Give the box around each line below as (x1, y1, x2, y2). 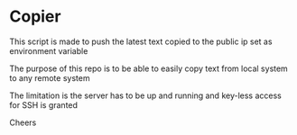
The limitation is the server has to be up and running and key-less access (9, 90, 282, 101)
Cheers (9, 117, 37, 128)
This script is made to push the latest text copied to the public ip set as (9, 36, 273, 47)
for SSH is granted (9, 99, 79, 110)
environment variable (9, 45, 88, 56)
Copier (9, 6, 61, 27)
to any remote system (9, 72, 90, 83)
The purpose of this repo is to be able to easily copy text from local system (9, 63, 289, 74)
